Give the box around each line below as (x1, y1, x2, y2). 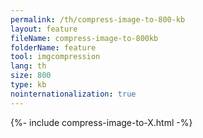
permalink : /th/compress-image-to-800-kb (10, 14, 186, 25)
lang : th (10, 61, 47, 71)
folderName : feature (10, 42, 97, 53)
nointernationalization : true (10, 89, 137, 99)
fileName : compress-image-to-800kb (10, 33, 159, 43)
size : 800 (10, 71, 52, 81)
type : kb (10, 80, 47, 90)
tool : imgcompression (10, 52, 101, 62)
